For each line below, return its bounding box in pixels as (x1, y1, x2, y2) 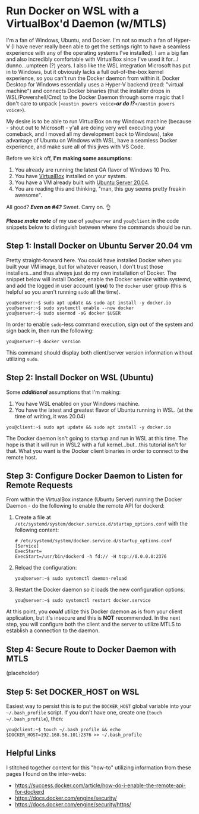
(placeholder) (6, 669, 40, 677)
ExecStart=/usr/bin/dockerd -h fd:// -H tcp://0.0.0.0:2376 (14, 554, 167, 560)
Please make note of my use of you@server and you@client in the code (6, 217, 179, 224)
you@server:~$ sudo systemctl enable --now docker (6, 305, 134, 311)
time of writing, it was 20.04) (14, 412, 86, 420)
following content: (14, 526, 59, 534)
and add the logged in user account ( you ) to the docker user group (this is (6, 282, 187, 289)
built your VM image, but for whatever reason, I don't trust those (6, 263, 163, 270)
